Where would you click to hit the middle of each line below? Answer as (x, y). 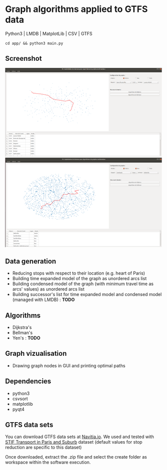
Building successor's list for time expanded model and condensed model (87, 295)
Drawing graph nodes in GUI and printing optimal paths (69, 365)
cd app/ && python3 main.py (34, 43)
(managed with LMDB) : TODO (43, 300)
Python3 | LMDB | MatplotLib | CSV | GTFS (49, 33)
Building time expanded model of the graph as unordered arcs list (79, 279)
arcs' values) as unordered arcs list (48, 289)
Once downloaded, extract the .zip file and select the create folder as (76, 457)
